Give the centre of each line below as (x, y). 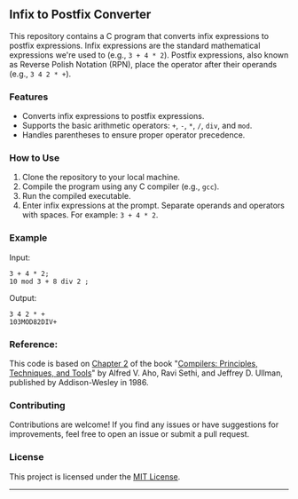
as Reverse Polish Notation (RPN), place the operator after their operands (143, 64)
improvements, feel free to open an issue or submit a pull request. (129, 434)
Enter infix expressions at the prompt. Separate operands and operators (153, 206)
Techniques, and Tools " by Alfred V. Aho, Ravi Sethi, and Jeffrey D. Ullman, (146, 373)
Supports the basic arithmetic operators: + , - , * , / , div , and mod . (137, 126)
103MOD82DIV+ (33, 322)
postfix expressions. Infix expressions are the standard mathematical (135, 45)
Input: (20, 257)
